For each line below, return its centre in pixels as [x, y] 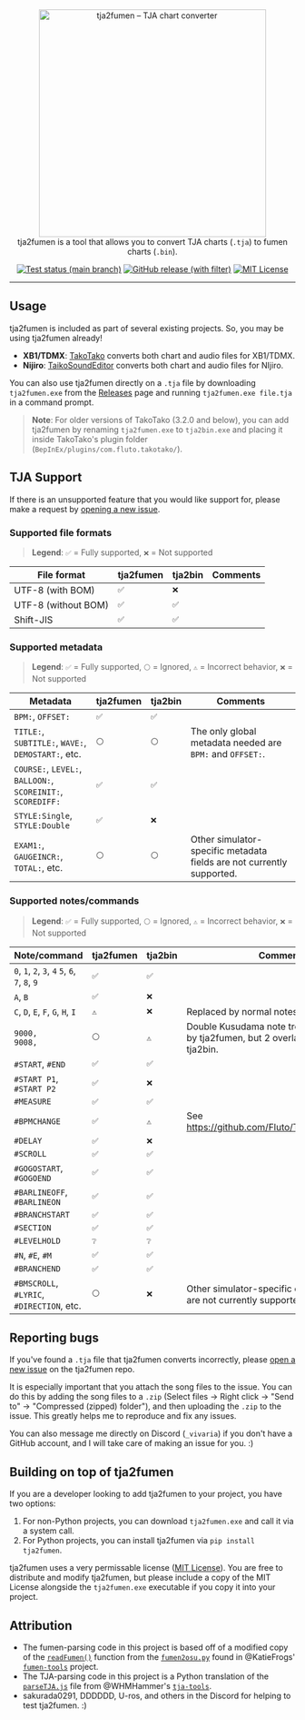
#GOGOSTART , [39, 1168]
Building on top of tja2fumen [92, 1472]
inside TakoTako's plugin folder [89, 439]
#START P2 [35, 1089]
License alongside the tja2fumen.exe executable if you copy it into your [143, 1587]
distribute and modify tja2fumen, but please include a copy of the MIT [140, 1578]
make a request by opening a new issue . [85, 509]
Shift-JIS [34, 620]
